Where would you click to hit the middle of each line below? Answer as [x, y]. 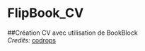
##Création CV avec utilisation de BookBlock [72, 33]
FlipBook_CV [46, 13]
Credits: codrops [32, 40]
